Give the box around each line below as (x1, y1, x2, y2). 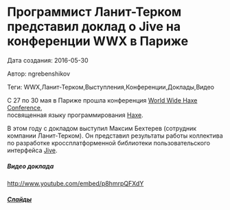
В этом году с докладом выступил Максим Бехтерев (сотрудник (7, 124, 197, 132)
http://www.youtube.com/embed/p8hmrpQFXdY (7, 179, 144, 187)
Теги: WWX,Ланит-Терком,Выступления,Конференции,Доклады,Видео (7, 83, 215, 91)
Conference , (7, 103, 43, 112)
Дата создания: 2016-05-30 (7, 56, 89, 64)
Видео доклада (7, 162, 54, 170)
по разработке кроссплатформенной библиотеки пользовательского (7, 138, 211, 147)
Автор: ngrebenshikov (7, 70, 71, 78)
